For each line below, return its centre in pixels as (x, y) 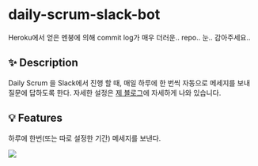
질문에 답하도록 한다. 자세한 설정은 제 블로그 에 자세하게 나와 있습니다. (115, 92)
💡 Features (36, 118)
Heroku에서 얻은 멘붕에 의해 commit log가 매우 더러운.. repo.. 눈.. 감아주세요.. (129, 37)
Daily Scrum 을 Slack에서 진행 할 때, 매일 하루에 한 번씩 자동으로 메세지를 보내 (129, 83)
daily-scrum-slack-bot (84, 15)
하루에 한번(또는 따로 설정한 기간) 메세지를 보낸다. (85, 138)
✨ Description (43, 63)
